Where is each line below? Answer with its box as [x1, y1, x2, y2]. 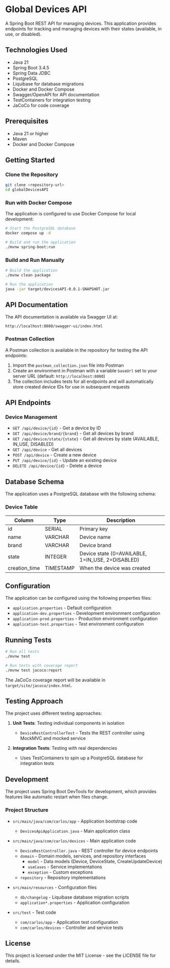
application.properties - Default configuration [12, 605, 111, 611]
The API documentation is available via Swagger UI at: [5, 314, 118, 320]
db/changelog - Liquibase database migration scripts [20, 894, 129, 900]
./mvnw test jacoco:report [5, 668, 62, 673]
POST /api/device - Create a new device [12, 452, 97, 458]
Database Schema [5, 477, 64, 486]
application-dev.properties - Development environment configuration [12, 610, 160, 616]
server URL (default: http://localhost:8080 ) [12, 373, 105, 379]
